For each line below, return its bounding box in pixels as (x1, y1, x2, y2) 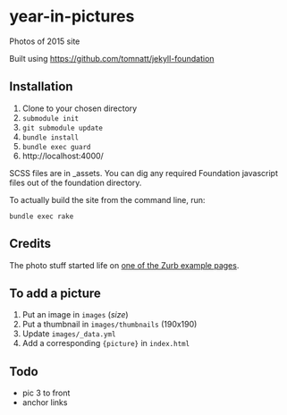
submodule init (21, 114, 80, 123)
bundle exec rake (9, 212, 74, 221)
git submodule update (21, 123, 103, 132)
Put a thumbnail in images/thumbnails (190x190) (21, 319, 198, 330)
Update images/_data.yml (21, 328, 116, 339)
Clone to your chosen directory (21, 103, 138, 114)
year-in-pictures (9, 6, 135, 27)
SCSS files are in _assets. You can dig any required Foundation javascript (9, 167, 279, 178)
